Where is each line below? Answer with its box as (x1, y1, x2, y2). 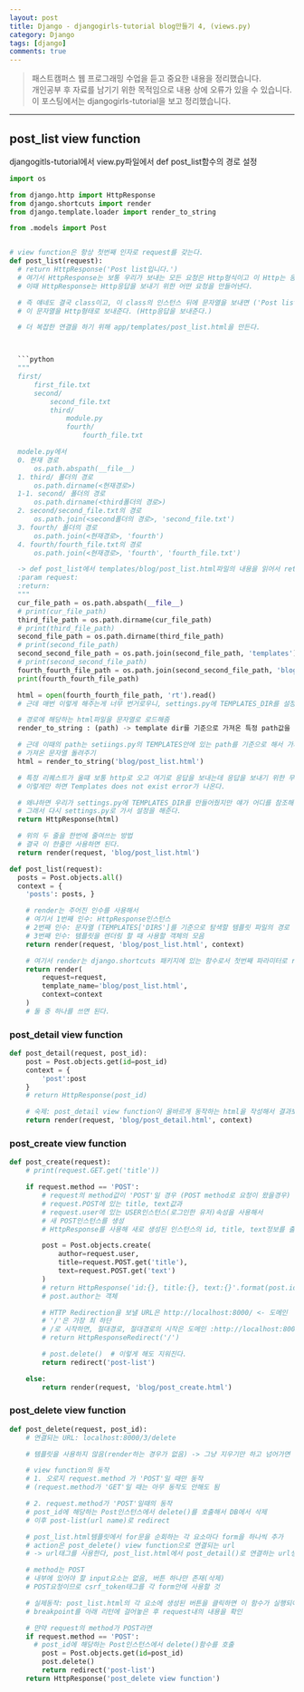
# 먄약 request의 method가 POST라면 (25, 1623, 152, 1632)
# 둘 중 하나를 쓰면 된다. (25, 1007, 110, 1016)
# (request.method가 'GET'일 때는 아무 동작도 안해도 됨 (25, 1483, 220, 1492)
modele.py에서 (17, 448, 67, 457)
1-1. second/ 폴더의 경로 (17, 489, 106, 498)
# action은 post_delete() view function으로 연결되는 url (25, 1541, 235, 1550)
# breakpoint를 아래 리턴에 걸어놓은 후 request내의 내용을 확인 (25, 1607, 242, 1616)
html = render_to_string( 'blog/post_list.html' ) (17, 757, 204, 766)
